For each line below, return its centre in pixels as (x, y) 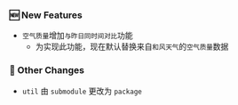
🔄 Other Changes (47, 70)
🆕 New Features (46, 15)
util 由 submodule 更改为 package (82, 91)
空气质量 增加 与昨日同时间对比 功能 (77, 36)
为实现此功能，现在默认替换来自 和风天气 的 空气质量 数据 (132, 47)
